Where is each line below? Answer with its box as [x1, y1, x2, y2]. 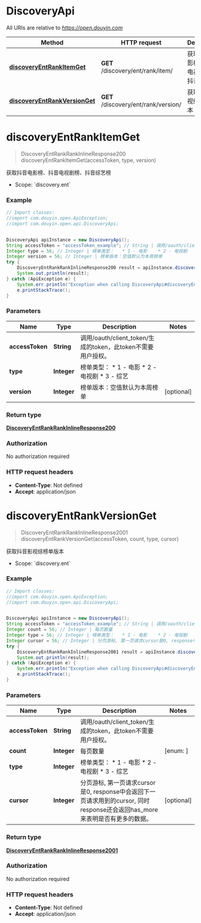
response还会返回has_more [80, 806, 159, 814]
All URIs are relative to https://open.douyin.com [6, 24, 123, 31]
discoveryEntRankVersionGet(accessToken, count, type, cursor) [20, 535, 179, 542]
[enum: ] [164, 746, 188, 755]
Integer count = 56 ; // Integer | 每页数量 [6, 626, 112, 633]
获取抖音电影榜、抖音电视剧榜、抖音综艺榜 [6, 169, 111, 176]
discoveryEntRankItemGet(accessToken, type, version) [20, 156, 157, 163]
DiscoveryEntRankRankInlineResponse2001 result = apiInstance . [17, 649, 178, 655]
